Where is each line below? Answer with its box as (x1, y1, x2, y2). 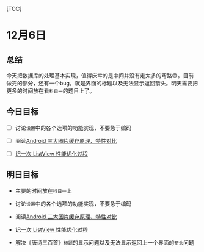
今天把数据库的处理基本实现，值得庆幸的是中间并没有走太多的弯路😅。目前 (6, 72, 194, 79)
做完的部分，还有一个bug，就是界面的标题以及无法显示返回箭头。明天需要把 (6, 79, 199, 87)
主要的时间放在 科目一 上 (15, 187, 72, 194)
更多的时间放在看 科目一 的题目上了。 (6, 87, 95, 94)
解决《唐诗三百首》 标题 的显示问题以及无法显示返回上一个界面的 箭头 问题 (15, 239, 194, 246)
